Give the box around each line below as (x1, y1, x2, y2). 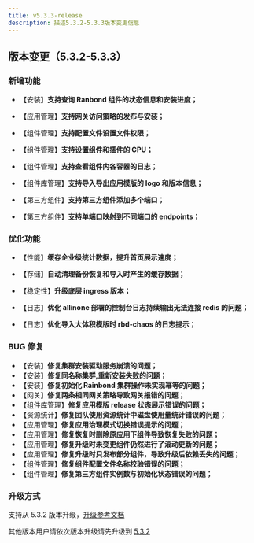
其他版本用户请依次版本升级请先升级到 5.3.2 (8, 526, 151, 536)
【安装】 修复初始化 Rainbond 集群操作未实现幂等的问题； (19, 380, 207, 390)
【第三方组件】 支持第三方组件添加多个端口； (19, 195, 165, 205)
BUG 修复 (8, 342, 44, 353)
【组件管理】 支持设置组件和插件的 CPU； (19, 145, 153, 154)
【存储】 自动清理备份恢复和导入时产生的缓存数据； (19, 269, 186, 279)
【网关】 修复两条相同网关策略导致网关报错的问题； (19, 390, 186, 400)
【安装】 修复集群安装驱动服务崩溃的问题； (19, 360, 158, 370)
